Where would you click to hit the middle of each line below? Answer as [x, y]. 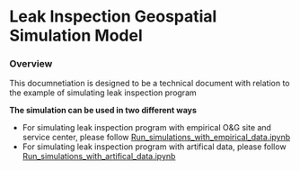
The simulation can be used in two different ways [103, 111]
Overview [31, 64]
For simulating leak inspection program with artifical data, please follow [154, 147]
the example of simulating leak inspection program [103, 93]
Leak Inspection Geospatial [113, 17]
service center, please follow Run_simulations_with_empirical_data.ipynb [156, 138]
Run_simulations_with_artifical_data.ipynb [99, 157]
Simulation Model [76, 36]
